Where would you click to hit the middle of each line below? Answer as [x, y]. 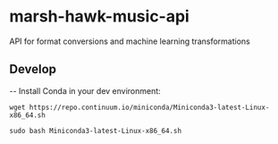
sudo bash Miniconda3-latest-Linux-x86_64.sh [95, 131]
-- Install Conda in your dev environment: [85, 90]
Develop [33, 69]
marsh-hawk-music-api [99, 17]
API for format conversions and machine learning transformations [130, 41]
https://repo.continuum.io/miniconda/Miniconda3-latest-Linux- [149, 107]
